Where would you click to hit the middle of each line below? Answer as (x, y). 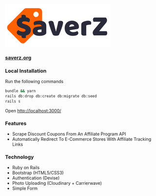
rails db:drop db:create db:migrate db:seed (51, 96)
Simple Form (25, 188)
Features (16, 123)
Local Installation (26, 71)
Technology (19, 157)
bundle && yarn (20, 91)
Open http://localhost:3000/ (33, 110)
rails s (13, 101)
